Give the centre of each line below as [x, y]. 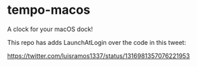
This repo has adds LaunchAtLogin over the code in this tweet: [97, 42]
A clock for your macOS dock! [50, 29]
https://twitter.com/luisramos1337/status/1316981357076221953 [99, 56]
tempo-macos [49, 10]
